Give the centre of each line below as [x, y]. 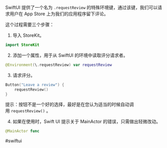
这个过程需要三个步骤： [30, 25]
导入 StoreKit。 [28, 35]
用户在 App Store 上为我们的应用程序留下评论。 [59, 14]
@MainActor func [22, 131]
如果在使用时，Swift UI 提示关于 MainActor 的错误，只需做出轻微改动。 [87, 122]
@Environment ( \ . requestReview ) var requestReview [59, 65]
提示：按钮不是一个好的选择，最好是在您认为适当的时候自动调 [70, 104]
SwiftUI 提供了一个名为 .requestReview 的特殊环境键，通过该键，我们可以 [81, 7]
